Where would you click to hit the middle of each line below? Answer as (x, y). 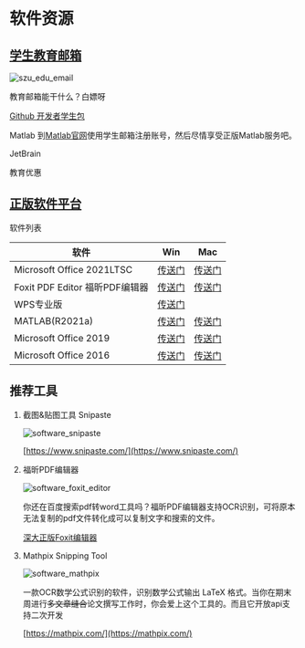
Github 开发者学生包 (47, 116)
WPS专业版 (38, 304)
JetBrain (25, 153)
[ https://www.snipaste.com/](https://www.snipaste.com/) (131, 450)
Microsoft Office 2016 (62, 355)
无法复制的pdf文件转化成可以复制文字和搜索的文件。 (121, 517)
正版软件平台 (46, 204)
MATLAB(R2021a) (54, 320)
